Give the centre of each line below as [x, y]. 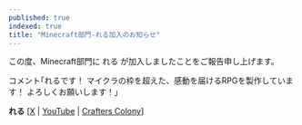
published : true [39, 18]
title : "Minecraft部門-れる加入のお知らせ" [85, 34]
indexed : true [35, 26]
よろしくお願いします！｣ [72, 92]
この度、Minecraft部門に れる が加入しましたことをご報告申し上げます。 [144, 62]
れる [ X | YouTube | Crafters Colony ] [76, 111]
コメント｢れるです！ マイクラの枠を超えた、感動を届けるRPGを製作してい [147, 81]
